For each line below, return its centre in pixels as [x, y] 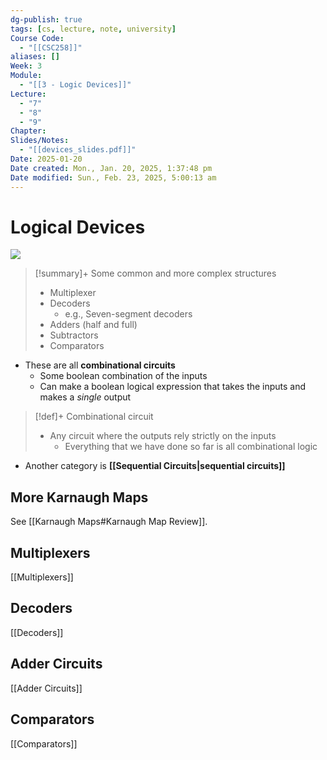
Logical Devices [78, 227]
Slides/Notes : [40, 141]
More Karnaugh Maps [79, 497]
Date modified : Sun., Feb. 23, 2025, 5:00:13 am [113, 177]
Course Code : [37, 38]
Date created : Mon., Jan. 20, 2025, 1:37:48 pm [111, 168]
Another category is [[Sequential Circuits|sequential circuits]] [155, 466]
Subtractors [74, 335]
